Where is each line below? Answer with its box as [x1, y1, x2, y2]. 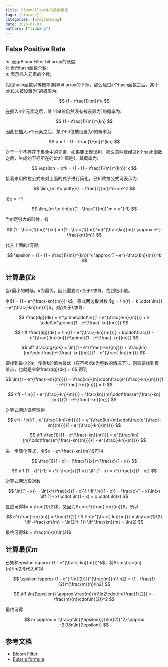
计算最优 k [5, 273, 36, 282]
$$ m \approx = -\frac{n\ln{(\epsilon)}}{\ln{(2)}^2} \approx [24, 616, 144, 622]
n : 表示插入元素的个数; [5, 71, 52, 77]
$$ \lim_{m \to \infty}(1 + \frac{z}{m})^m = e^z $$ [33, 185, 135, 191]
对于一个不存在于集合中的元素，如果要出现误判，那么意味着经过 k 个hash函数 [5, 149, 163, 155]
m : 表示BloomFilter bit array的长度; [5, 58, 77, 64]
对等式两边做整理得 [5, 407, 45, 413]
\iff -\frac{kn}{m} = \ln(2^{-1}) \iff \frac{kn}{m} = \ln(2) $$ [25, 519, 144, 525]
